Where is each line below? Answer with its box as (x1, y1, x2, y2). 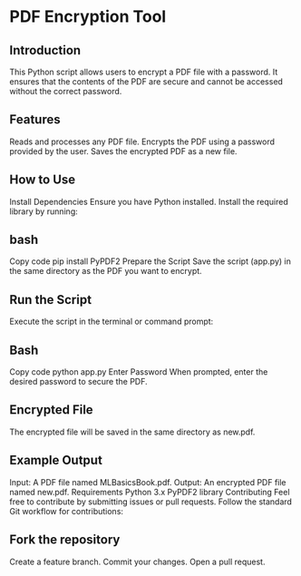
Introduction (9, 43, 82, 58)
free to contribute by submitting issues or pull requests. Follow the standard (9, 496, 293, 507)
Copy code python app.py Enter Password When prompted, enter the (9, 366, 268, 377)
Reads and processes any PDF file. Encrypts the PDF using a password (9, 136, 275, 147)
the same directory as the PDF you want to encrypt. (9, 266, 202, 277)
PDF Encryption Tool (9, 6, 167, 27)
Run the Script (9, 292, 92, 308)
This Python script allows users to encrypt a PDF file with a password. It (9, 66, 278, 77)
